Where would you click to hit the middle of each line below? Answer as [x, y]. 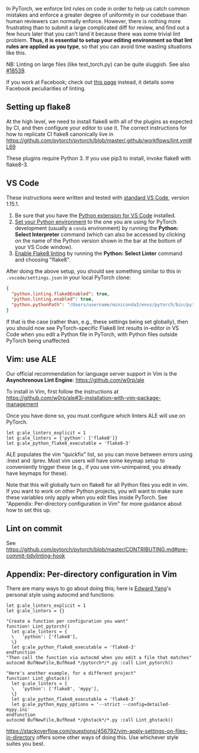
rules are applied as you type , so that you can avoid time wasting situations [99, 46]
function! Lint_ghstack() [38, 679]
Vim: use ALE [31, 359]
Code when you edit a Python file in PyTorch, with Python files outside [92, 334]
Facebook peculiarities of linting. [46, 88]
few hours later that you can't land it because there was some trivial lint [93, 34]
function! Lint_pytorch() [38, 626]
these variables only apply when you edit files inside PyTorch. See [87, 497]
